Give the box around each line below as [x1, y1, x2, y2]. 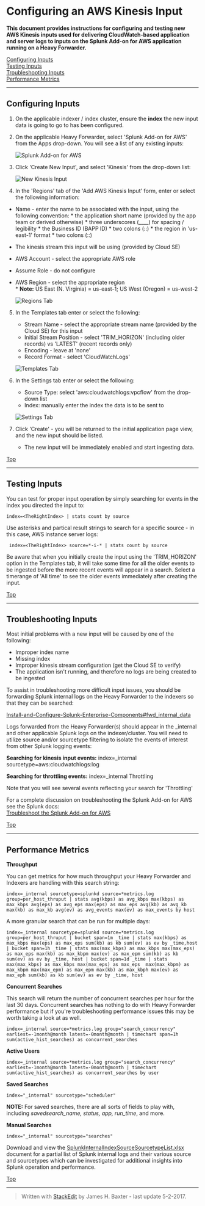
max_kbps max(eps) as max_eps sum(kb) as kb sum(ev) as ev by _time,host [6, 940, 198, 946]
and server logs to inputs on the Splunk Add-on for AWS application [6, 37, 182, 45]
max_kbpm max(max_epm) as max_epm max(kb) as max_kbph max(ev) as [6, 967, 179, 973]
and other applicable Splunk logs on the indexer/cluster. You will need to [6, 730, 188, 737]
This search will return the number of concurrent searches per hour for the [6, 995, 194, 1002]
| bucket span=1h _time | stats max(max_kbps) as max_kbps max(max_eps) [6, 945, 195, 952]
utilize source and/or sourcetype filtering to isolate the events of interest [6, 736, 188, 743]
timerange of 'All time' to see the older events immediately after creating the [6, 572, 197, 579]
